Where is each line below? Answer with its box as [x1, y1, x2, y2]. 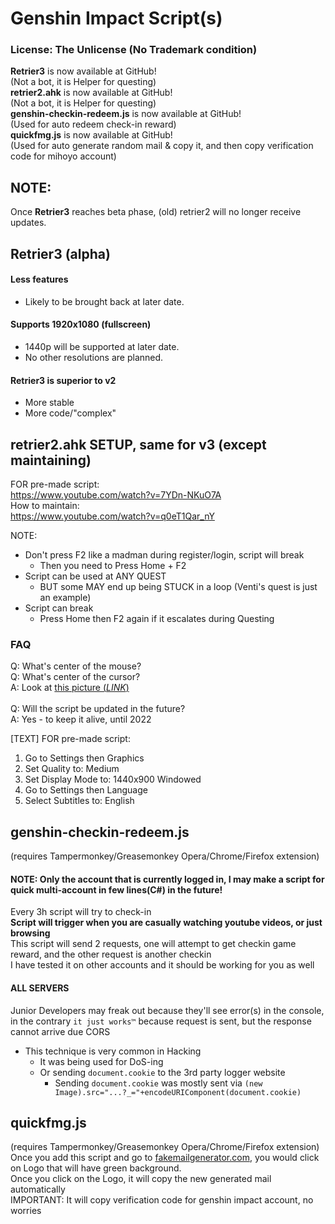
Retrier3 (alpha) [10, 245, 111, 262]
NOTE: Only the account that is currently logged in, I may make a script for [10, 873, 325, 885]
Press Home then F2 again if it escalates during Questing [39, 613, 275, 625]
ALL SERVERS [10, 982, 70, 994]
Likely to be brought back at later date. [24, 295, 185, 307]
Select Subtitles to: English [24, 795, 135, 807]
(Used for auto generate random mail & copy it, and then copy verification [10, 140, 314, 152]
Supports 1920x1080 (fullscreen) [10, 318, 152, 331]
